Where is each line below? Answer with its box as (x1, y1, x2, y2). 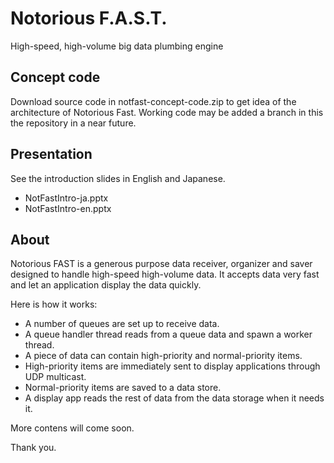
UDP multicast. (24, 371, 87, 383)
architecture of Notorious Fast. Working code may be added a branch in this (10, 106, 324, 118)
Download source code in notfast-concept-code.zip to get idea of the (10, 95, 297, 107)
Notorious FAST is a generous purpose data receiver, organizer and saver (10, 258, 313, 270)
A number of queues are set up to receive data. (24, 318, 220, 330)
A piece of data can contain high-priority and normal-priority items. (24, 350, 303, 362)
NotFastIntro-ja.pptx (24, 192, 109, 204)
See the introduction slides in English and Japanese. (10, 172, 226, 184)
